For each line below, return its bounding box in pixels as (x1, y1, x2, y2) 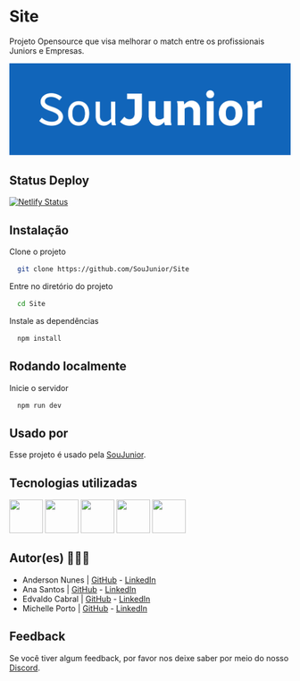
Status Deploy (9, 173, 89, 188)
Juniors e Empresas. (9, 45, 85, 55)
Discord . (9, 662, 40, 673)
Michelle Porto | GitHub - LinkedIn (21, 602, 147, 614)
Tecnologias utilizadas (9, 475, 137, 490)
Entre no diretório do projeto (9, 280, 113, 292)
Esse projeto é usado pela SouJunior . (9, 449, 146, 460)
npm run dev (17, 401, 62, 410)
